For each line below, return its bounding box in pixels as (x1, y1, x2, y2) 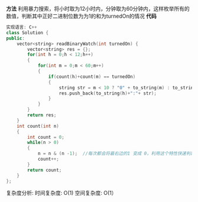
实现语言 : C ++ (6, 24, 37, 30)
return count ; (27, 167, 62, 173)
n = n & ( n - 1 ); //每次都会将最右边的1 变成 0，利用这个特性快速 (37, 151, 187, 157)
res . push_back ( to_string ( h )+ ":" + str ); (58, 90, 157, 96)
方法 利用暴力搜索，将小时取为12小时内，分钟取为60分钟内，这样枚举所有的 (6, 5, 190, 12)
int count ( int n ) (16, 123, 60, 129)
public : (6, 35, 25, 41)
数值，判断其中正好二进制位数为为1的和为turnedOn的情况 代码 (6, 12, 157, 19)
